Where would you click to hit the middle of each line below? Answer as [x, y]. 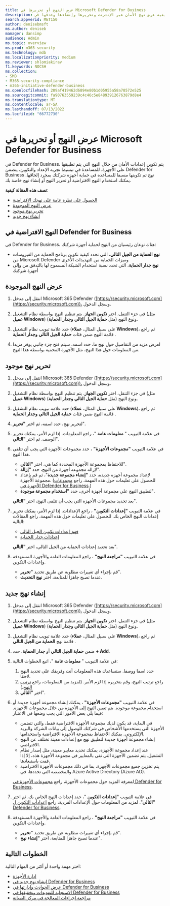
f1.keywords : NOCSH [26, 67]
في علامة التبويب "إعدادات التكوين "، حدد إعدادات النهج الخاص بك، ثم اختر [82, 797]
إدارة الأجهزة [24, 876]
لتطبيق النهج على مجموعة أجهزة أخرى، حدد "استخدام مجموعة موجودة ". [88, 491]
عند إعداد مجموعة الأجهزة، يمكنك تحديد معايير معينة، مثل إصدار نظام [84, 750]
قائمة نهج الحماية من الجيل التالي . [44, 642]
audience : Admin [22, 39]
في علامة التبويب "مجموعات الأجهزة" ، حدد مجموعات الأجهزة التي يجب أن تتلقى [88, 449]
